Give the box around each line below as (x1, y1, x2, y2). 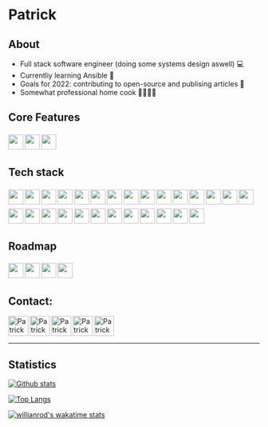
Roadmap (8, 240, 57, 253)
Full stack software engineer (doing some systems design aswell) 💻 (19, 59, 245, 69)
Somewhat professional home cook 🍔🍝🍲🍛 (19, 88, 157, 97)
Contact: (8, 294, 53, 308)
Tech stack (8, 166, 65, 179)
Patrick (8, 6, 57, 24)
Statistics (8, 357, 57, 371)
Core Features (8, 110, 81, 125)
